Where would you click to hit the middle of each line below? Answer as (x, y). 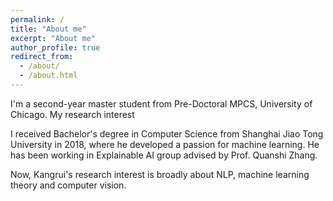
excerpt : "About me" (53, 38)
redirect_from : (42, 57)
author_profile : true (55, 47)
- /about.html (48, 76)
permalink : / (37, 19)
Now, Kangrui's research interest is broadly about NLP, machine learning (160, 174)
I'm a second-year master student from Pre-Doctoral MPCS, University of (161, 103)
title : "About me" (48, 29)
